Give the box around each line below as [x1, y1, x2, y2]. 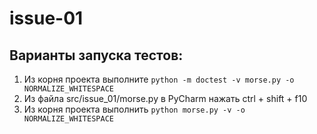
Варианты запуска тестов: [9, 47, 184, 64]
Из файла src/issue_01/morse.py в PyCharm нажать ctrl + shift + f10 [23, 93, 308, 104]
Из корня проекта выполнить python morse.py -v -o [23, 103, 246, 115]
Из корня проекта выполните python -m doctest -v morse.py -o [23, 73, 295, 85]
